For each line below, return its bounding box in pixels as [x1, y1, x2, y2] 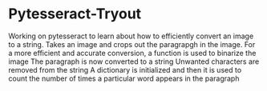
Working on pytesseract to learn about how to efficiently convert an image [8, 31, 254, 41]
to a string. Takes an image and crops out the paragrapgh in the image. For [8, 39, 256, 49]
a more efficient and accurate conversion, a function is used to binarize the [8, 48, 257, 57]
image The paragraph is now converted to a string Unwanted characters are [8, 57, 260, 66]
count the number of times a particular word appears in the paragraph [8, 73, 240, 83]
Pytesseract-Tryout [8, 5, 142, 23]
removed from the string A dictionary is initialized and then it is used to [8, 65, 242, 74]
